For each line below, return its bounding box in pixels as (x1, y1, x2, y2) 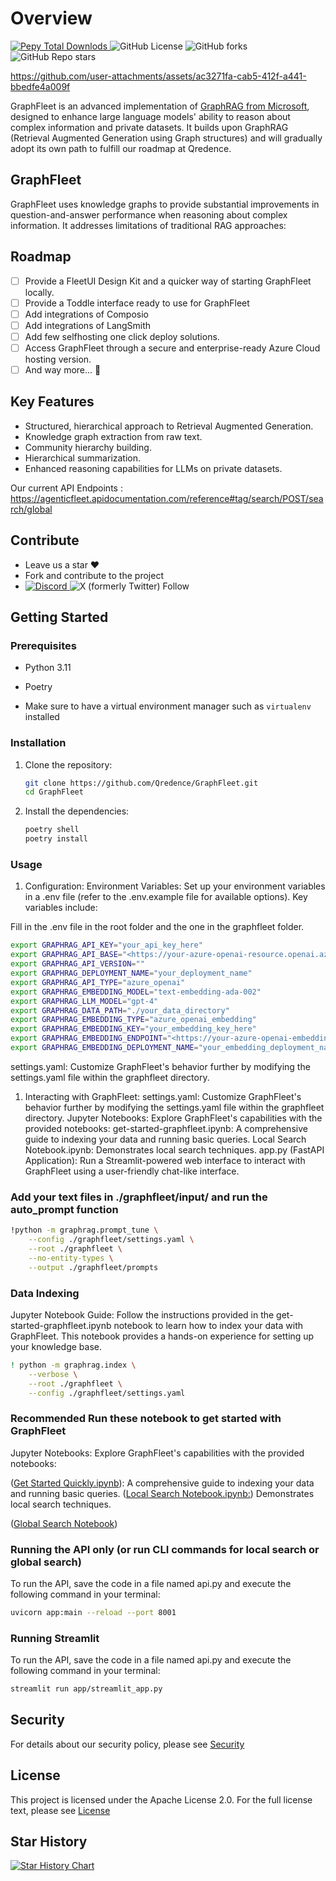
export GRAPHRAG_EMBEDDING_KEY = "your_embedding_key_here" (10, 1024, 257, 1034)
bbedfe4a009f (10, 80, 71, 92)
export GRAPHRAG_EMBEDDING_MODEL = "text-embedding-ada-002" (10, 987, 262, 997)
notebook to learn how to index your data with (113, 1319, 304, 1331)
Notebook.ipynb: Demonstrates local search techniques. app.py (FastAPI (24, 1143, 325, 1156)
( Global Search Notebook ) (10, 1517, 118, 1529)
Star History (10, 1833, 88, 1851)
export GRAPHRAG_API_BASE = (10, 950, 123, 960)
